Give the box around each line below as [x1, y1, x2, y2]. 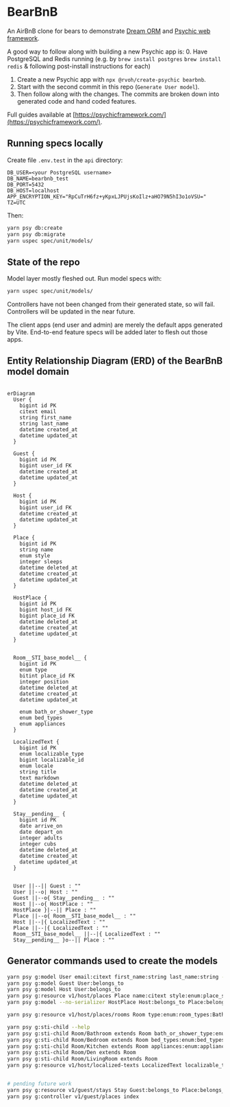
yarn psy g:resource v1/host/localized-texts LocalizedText [7, 1062, 183, 1069]
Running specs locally [7, 138, 104, 150]
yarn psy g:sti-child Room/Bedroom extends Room [7, 1036, 149, 1043]
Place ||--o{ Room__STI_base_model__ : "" [13, 912, 136, 920]
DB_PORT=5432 [7, 181, 44, 188]
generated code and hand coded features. [16, 97, 137, 105]
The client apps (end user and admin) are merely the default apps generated [7, 321, 223, 329]
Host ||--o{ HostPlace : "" [13, 900, 94, 907]
